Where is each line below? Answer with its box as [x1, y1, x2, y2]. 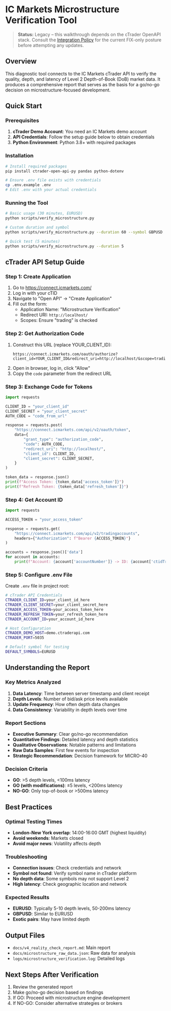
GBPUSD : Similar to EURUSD [12, 911, 73, 917]
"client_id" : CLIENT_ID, [23, 451, 76, 456]
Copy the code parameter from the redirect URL [12, 370, 112, 377]
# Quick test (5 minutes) [5, 239, 60, 244]
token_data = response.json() [5, 475, 70, 480]
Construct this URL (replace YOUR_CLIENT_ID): [12, 341, 112, 348]
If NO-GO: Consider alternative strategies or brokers [12, 1000, 123, 1006]
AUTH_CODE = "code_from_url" [5, 413, 67, 418]
